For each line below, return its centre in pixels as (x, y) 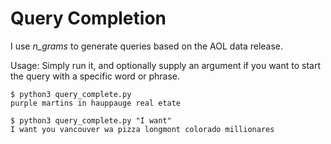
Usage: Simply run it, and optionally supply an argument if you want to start (166, 65)
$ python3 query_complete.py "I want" (91, 120)
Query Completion (88, 18)
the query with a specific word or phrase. (95, 76)
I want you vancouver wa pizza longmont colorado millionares (142, 129)
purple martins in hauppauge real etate (96, 103)
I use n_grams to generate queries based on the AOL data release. (147, 46)
